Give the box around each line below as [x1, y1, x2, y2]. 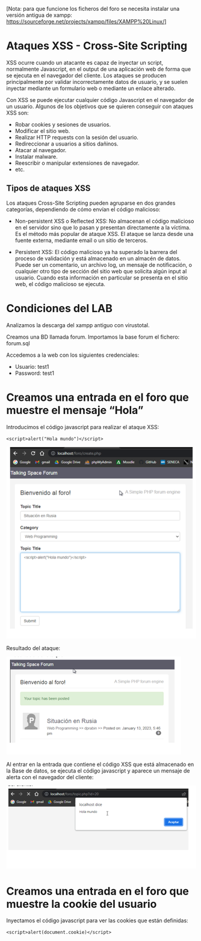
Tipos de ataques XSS [6, 183, 91, 194]
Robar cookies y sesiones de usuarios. [14, 121, 111, 128]
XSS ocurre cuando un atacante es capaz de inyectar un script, [6, 59, 164, 66]
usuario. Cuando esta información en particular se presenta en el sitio [14, 274, 188, 281]
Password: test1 [14, 369, 54, 377]
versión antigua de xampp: [6, 11, 72, 19]
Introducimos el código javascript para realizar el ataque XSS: [6, 423, 159, 430]
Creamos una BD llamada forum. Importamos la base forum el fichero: [6, 333, 180, 340]
